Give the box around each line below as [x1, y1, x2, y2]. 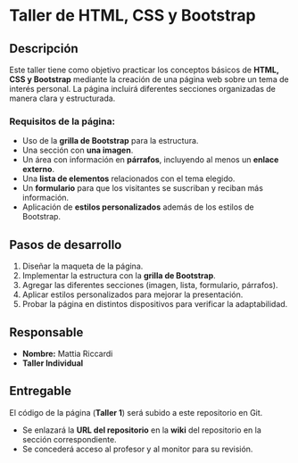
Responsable [9, 325, 84, 340]
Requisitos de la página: [9, 115, 116, 128]
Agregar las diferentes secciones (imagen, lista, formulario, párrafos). [21, 280, 278, 291]
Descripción [9, 41, 79, 56]
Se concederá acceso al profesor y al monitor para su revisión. [21, 443, 253, 454]
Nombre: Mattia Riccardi [21, 348, 113, 359]
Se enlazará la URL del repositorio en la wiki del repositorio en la [21, 425, 261, 435]
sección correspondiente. [21, 434, 118, 444]
